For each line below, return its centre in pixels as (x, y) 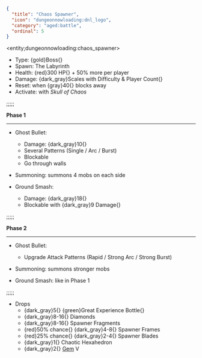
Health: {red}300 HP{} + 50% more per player (72, 73)
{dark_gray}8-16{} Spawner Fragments (72, 323)
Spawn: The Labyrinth (42, 66)
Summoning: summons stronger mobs (62, 269)
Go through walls (45, 163)
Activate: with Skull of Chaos (51, 92)
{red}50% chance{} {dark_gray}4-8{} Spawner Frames (92, 330)
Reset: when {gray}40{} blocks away (61, 86)
